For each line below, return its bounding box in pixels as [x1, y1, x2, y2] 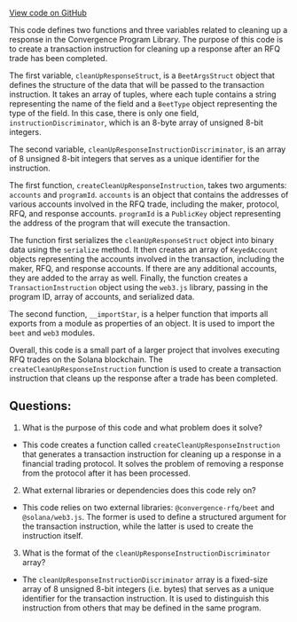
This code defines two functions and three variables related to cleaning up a [9, 25, 288, 35]
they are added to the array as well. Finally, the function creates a [9, 272, 248, 283]
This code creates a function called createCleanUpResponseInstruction [21, 439, 281, 450]
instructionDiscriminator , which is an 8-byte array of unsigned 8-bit [9, 117, 264, 128]
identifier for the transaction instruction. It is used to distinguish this [21, 593, 270, 603]
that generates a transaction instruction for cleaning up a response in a [21, 448, 282, 460]
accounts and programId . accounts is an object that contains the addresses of [9, 190, 289, 200]
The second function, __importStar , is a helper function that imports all [9, 309, 269, 319]
